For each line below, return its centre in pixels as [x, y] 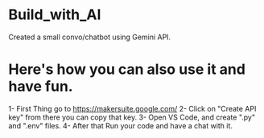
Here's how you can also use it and [127, 69]
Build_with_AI [55, 15]
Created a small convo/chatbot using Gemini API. [90, 37]
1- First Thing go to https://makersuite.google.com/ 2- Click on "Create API [132, 108]
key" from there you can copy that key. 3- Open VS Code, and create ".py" [132, 117]
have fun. [41, 87]
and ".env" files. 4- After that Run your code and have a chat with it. [121, 125]
